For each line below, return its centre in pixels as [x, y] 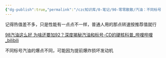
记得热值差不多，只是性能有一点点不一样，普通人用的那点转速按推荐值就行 [81, 24]
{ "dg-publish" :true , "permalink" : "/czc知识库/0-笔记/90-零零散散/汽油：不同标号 [83, 10]
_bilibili [12, 40]
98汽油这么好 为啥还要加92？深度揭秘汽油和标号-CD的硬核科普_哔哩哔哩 [79, 34]
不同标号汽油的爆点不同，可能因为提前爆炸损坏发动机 [59, 50]
